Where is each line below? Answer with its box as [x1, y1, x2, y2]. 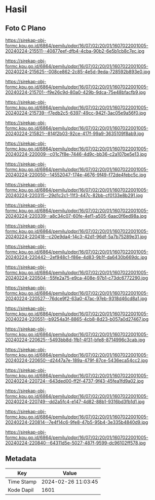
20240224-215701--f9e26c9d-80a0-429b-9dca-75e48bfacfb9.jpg [5, 89, 146, 95]
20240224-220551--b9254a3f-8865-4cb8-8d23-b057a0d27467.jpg [5, 316, 149, 322]
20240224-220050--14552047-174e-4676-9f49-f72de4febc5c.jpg [5, 172, 146, 178]
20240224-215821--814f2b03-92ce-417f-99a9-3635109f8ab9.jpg [5, 130, 144, 137]
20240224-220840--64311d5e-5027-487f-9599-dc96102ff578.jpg [5, 440, 146, 446]
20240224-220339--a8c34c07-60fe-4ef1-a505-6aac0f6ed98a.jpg [5, 213, 147, 219]
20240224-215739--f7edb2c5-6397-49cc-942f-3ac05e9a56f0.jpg [5, 110, 146, 116]
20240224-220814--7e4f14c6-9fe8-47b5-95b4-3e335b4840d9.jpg [5, 419, 148, 425]
